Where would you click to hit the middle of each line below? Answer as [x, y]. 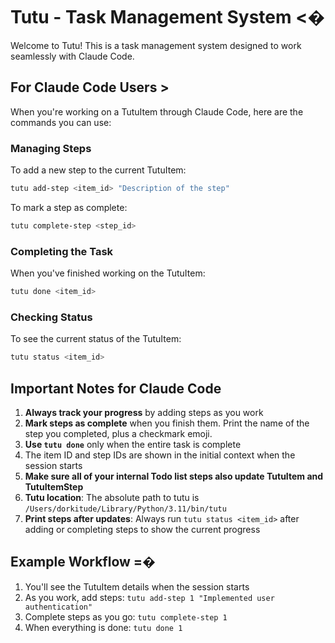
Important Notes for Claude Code [116, 388]
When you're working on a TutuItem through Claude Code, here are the [157, 111]
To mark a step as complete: [69, 207]
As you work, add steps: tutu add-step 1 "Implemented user [149, 597]
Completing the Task [62, 251]
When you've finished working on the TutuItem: [108, 273]
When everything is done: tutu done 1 [103, 627]
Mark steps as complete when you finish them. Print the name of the [167, 423]
